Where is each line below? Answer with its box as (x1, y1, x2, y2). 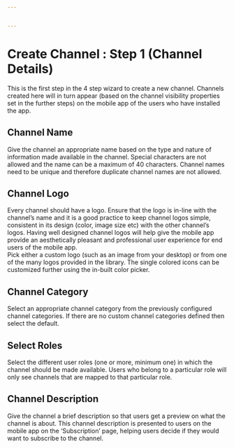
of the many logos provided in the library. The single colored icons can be (7, 258, 220, 266)
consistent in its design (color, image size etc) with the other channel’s (7, 221, 210, 229)
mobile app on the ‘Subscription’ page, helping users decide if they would (7, 426, 219, 435)
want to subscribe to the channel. (7, 434, 103, 442)
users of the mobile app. (7, 243, 78, 252)
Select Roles (7, 340, 63, 352)
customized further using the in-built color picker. (7, 266, 150, 274)
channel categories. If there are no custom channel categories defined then (7, 312, 225, 320)
